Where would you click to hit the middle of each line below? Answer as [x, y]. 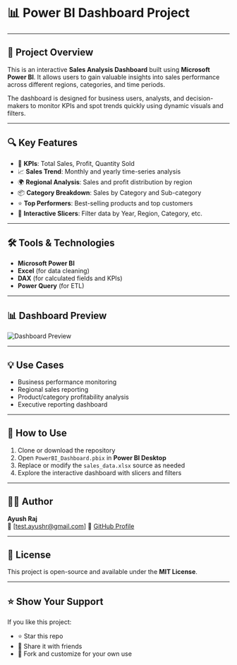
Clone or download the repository [66, 450]
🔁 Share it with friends [50, 647]
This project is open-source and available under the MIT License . [102, 572]
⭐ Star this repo [40, 636]
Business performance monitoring [67, 382]
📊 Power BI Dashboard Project [99, 13]
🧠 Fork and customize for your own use [75, 654]
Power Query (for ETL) [51, 286]
